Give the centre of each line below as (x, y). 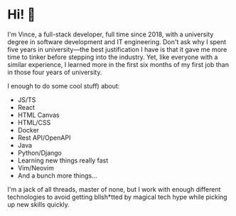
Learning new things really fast (63, 160)
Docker (28, 130)
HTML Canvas (38, 115)
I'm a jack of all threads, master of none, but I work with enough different (114, 189)
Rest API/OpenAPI (44, 138)
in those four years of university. (55, 72)
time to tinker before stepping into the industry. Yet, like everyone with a (113, 57)
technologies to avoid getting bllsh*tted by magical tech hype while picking (117, 197)
